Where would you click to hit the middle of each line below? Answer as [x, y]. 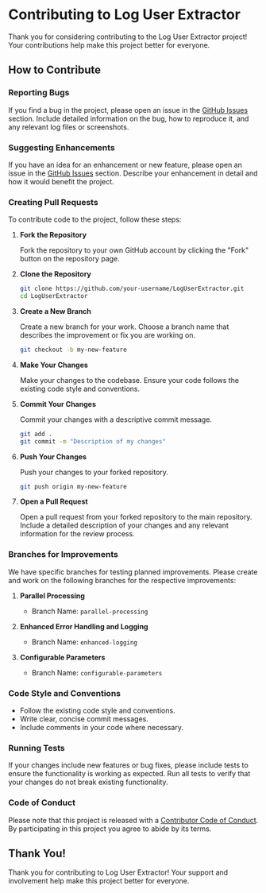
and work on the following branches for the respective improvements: [122, 580]
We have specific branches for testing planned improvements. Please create [133, 572]
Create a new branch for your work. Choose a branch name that [124, 327]
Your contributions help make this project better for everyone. [109, 44]
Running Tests [37, 748]
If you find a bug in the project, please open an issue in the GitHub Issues [128, 110]
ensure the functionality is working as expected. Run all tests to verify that [129, 774]
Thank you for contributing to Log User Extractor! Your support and [118, 872]
